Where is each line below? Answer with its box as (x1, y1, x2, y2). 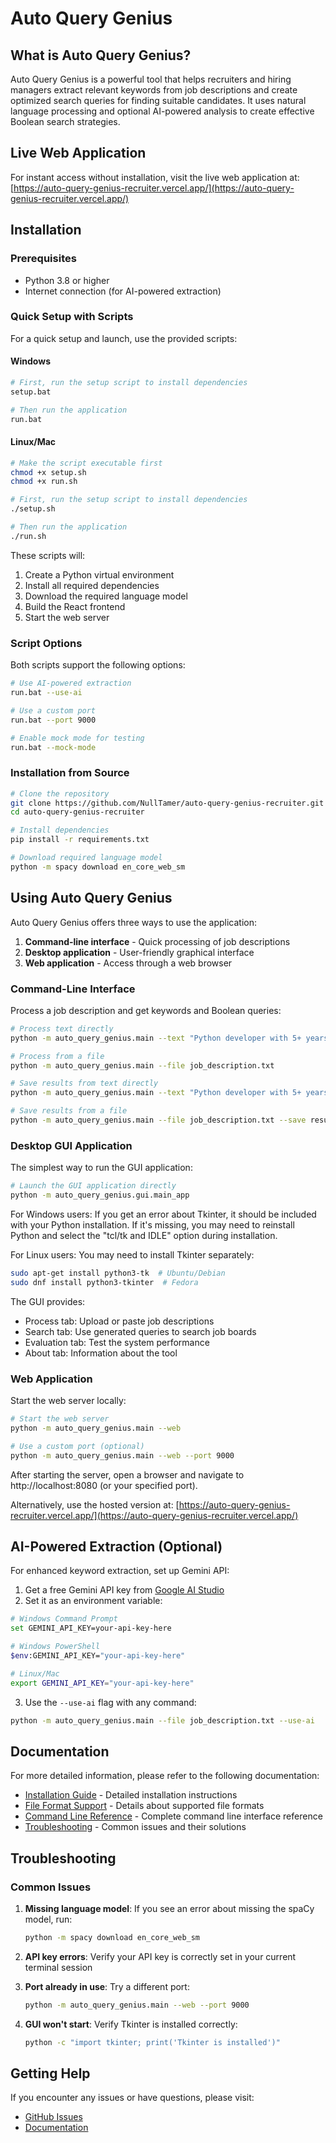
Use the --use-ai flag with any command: (24, 1696, 197, 1708)
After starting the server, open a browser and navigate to (10, 1468, 245, 1481)
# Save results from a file (10, 1106, 128, 1116)
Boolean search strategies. (10, 116, 121, 127)
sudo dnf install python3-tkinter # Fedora (10, 1277, 199, 1287)
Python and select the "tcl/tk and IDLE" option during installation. (10, 1229, 278, 1241)
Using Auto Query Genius (10, 890, 173, 907)
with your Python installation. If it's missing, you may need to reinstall (10, 1218, 295, 1231)
